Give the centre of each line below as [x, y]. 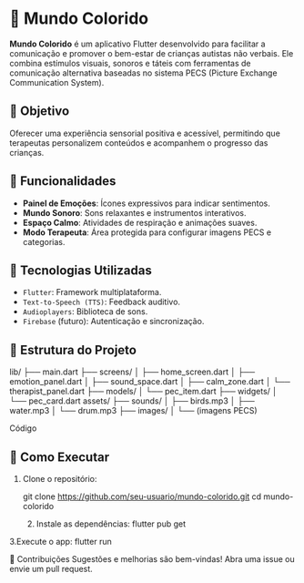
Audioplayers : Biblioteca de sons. [85, 312]
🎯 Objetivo [40, 112]
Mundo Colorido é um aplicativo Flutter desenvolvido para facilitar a [137, 44]
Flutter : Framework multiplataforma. [92, 292]
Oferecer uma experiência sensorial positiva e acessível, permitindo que [145, 133]
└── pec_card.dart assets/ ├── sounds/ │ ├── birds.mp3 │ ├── [132, 401]
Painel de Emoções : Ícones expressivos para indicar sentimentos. [146, 203]
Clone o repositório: [60, 479]
